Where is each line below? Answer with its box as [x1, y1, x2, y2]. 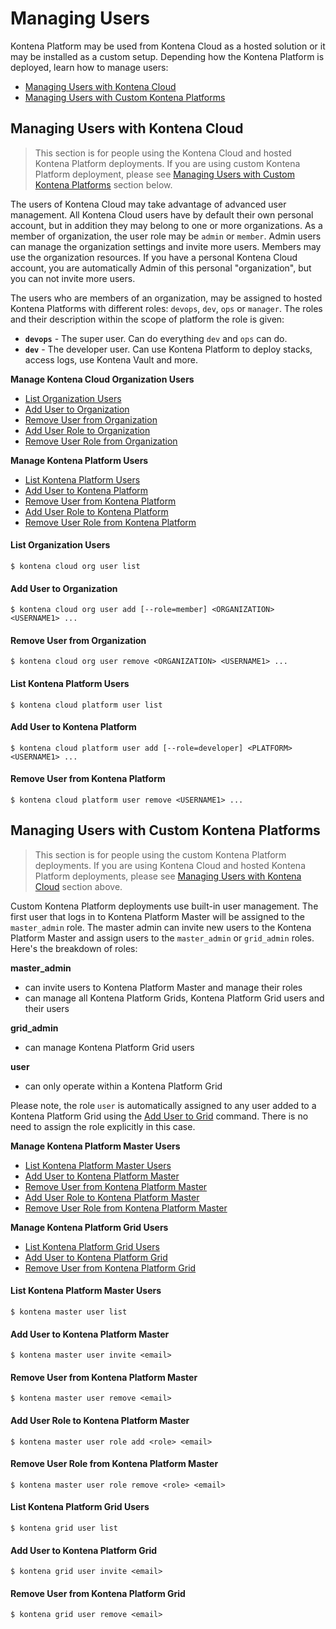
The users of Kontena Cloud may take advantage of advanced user [10, 198, 287, 210]
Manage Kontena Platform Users [10, 454, 149, 466]
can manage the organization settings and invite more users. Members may [10, 240, 322, 252]
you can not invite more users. [10, 272, 136, 284]
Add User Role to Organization [24, 424, 151, 436]
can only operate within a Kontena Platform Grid [24, 1080, 223, 1092]
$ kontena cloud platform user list [10, 700, 163, 710]
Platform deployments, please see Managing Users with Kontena [34, 870, 302, 882]
